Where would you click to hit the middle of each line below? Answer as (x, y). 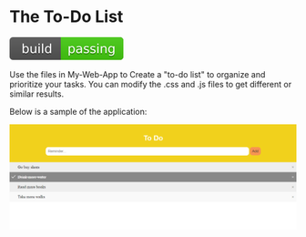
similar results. (37, 94)
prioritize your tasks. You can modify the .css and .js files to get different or (151, 84)
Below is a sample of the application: (78, 111)
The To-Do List (66, 17)
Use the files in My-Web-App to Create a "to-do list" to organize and (138, 74)
